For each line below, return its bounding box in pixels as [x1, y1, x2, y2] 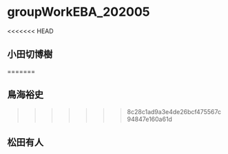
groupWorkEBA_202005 [7, 4, 150, 20]
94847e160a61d [127, 115, 172, 123]
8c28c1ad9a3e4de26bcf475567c [127, 107, 222, 115]
